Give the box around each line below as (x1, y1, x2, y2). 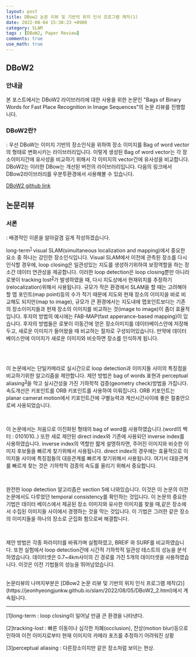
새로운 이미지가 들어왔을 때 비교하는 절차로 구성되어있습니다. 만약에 (18, 327, 171, 334)
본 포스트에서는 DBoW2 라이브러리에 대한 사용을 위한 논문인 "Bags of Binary (6, 96, 182, 103)
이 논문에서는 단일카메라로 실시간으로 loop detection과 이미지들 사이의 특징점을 (6, 364, 187, 372)
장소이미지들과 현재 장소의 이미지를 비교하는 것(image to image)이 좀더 (12, 305, 175, 312)
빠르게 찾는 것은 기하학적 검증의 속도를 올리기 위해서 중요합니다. (12, 462, 157, 469)
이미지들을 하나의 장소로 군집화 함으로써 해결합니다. (12, 515, 129, 522)
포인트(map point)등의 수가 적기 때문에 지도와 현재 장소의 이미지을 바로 (18, 290, 180, 297)
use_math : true (6, 42, 43, 47)
